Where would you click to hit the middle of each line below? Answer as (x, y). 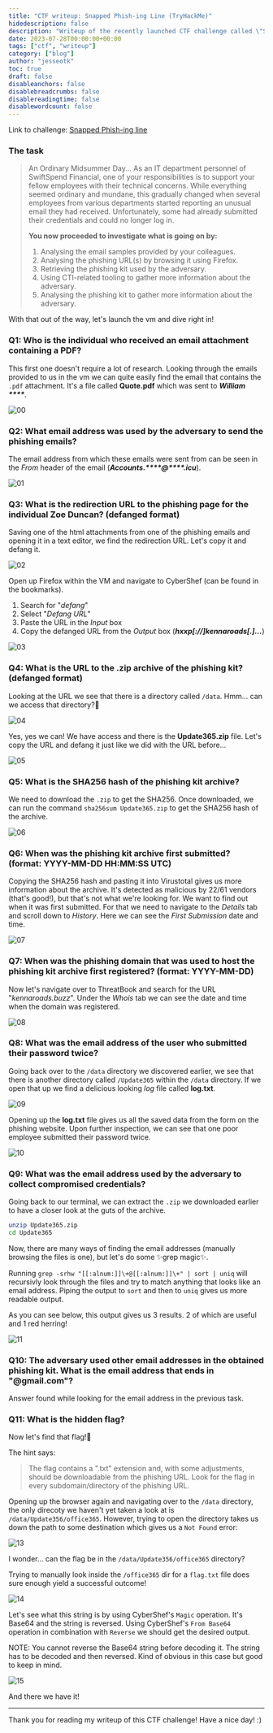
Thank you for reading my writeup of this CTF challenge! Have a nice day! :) (135, 1720)
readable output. (36, 1299)
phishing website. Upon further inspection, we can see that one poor (123, 1128)
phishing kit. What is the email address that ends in (111, 1370)
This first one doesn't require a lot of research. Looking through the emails (133, 368)
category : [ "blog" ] (41, 54)
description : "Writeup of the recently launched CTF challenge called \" (136, 31)
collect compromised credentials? (77, 1184)
